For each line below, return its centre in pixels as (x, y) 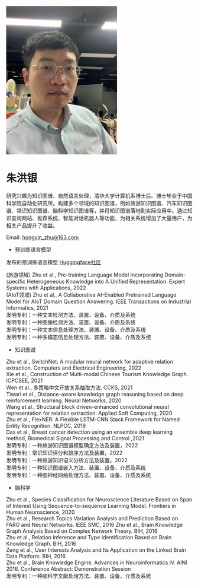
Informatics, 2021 (27, 307)
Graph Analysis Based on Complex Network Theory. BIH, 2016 (82, 531)
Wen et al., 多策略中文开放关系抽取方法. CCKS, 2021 (69, 387)
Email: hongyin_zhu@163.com (42, 237)
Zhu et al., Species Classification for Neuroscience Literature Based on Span (99, 499)
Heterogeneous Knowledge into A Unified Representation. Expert (106, 281)
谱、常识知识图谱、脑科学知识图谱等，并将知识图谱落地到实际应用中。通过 (97, 211)
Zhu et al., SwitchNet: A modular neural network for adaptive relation (90, 361)
